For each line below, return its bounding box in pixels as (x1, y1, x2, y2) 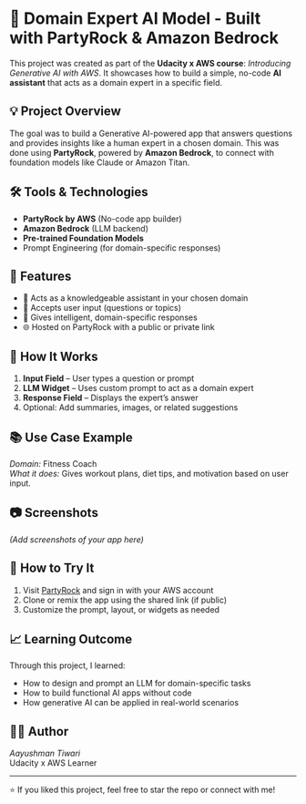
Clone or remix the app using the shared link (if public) (22, 594, 228, 605)
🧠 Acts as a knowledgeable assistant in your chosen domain (22, 293, 249, 304)
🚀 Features (9, 268, 72, 283)
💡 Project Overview (9, 104, 121, 119)
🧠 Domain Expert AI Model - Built (9, 8, 261, 29)
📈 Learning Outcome (9, 632, 133, 647)
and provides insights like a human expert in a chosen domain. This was (9, 137, 280, 149)
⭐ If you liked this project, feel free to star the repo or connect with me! (9, 784, 276, 796)
